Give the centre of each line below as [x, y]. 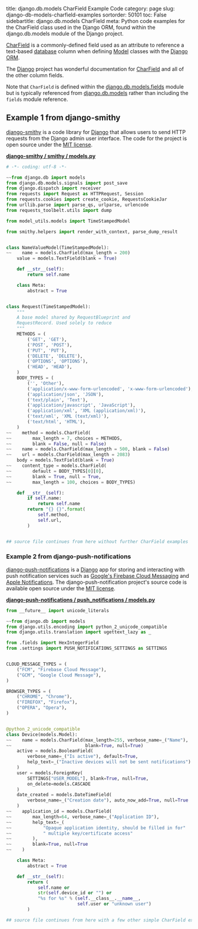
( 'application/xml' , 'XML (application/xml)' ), [87, 411]
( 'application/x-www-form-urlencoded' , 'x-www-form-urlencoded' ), [110, 389]
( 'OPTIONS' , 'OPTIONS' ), [58, 362]
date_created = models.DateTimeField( [64, 795]
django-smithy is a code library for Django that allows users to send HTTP [96, 132]
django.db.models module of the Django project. [65, 34]
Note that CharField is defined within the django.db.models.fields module [95, 87]
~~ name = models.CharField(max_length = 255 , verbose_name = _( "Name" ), [97, 740]
